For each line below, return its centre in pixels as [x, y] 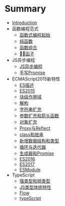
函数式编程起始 [35, 35]
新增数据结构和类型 [39, 141]
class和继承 [31, 134]
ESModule [30, 169]
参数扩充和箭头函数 [39, 116]
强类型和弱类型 [35, 181]
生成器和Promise [37, 153]
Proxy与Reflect [35, 128]
